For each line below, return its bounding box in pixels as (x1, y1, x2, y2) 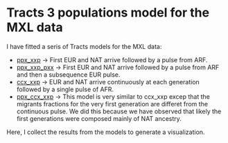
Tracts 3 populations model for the (6, 5, 209, 21)
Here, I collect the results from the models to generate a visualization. (6, 128, 205, 136)
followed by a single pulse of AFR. (16, 85, 114, 93)
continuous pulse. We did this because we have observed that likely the (16, 107, 222, 115)
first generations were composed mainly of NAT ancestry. (16, 114, 182, 122)
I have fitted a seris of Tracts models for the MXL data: (6, 42, 162, 50)
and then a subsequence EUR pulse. (16, 70, 121, 79)
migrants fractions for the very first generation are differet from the (16, 99, 209, 108)
